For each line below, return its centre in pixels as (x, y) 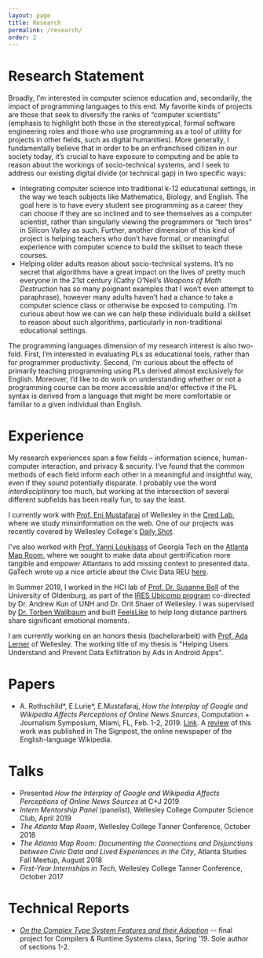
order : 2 (22, 37)
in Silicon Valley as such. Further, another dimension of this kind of (127, 230)
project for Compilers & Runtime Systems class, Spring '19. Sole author (134, 938)
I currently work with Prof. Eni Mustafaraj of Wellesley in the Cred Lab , (122, 515)
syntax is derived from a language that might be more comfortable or (120, 396)
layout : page (29, 15)
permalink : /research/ (45, 30)
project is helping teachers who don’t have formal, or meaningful (124, 239)
